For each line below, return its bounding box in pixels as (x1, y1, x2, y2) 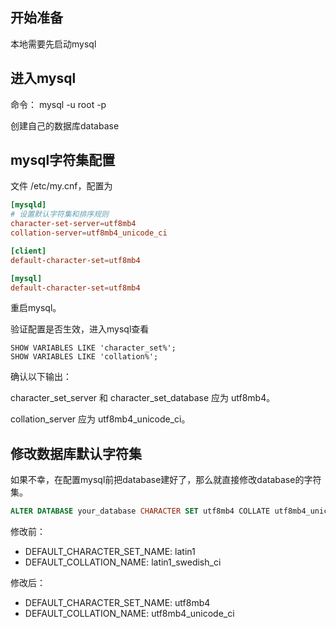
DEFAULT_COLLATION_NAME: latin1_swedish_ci (24, 556, 222, 568)
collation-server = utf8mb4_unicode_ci (10, 228, 168, 238)
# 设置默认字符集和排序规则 (10, 209, 110, 220)
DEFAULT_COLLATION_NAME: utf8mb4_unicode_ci (24, 608, 235, 620)
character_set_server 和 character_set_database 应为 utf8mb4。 (10, 392, 276, 404)
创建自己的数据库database (10, 119, 120, 132)
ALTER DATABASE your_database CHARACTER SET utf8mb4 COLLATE (10, 506, 271, 517)
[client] (10, 246, 47, 256)
